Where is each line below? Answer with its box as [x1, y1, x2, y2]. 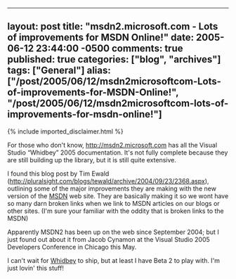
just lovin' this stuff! [7, 264, 65, 272]
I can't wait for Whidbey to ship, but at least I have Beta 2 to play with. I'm [7, 256, 220, 264]
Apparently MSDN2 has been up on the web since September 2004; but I [7, 228, 219, 236]
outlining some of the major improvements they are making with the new [7, 184, 216, 193]
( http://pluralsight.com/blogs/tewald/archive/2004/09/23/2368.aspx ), [7, 176, 209, 185]
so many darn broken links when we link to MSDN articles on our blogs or [7, 199, 220, 207]
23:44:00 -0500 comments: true [35, 43, 183, 55]
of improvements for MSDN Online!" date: [7, 32, 195, 44]
